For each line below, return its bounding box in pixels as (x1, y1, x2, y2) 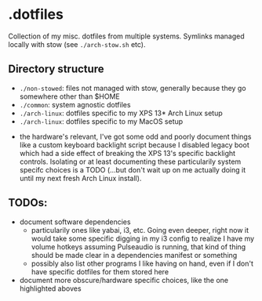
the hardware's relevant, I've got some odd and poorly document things (19, 132, 252, 141)
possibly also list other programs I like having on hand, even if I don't (31, 259, 253, 268)
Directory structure (8, 63, 104, 76)
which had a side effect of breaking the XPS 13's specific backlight (19, 148, 236, 158)
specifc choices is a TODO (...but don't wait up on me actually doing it (19, 165, 246, 174)
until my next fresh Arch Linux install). (19, 173, 142, 183)
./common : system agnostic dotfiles (19, 100, 131, 109)
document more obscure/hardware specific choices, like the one (19, 275, 229, 285)
